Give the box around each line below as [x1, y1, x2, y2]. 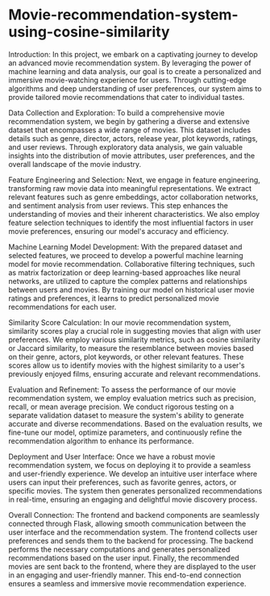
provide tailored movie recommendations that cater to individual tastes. [8, 92, 245, 102]
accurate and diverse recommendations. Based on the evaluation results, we [8, 419, 263, 428]
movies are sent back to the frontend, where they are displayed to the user [8, 561, 256, 571]
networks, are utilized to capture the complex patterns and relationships [8, 276, 247, 285]
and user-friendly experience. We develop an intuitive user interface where [8, 469, 258, 478]
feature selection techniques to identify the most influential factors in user [8, 218, 254, 227]
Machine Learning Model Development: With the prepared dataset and [8, 242, 243, 252]
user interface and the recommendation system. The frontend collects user [8, 527, 258, 537]
